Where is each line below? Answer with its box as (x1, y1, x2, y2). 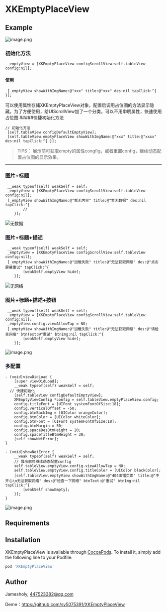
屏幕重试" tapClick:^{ (5, 265, 49, 270)
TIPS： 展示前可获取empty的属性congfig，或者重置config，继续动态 (17, 148, 158, 154)
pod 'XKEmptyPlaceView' (5, 564, 55, 569)
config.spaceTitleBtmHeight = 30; (14, 432, 85, 437)
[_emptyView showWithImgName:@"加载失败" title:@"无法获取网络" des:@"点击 (7, 260, 159, 265)
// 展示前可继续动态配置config (14, 459, 71, 464)
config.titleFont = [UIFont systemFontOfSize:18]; (14, 401, 121, 406)
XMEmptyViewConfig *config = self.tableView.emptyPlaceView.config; (14, 397, 159, 402)
